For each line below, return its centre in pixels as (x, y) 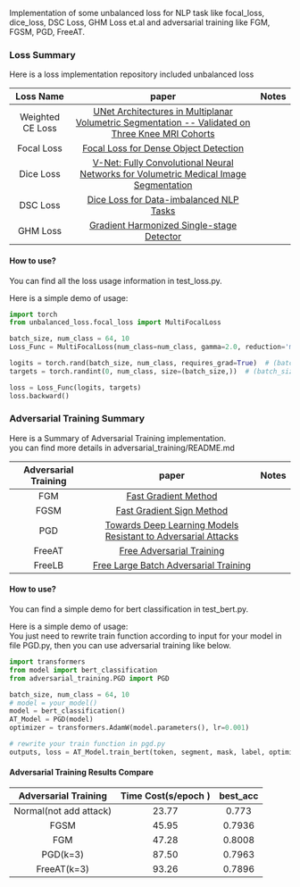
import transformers (48, 662)
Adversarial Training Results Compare (82, 773)
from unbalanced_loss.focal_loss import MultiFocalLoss (115, 322)
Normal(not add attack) (63, 810)
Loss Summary (42, 54)
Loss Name (40, 96)
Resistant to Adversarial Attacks (172, 536)
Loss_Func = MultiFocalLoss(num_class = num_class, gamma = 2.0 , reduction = (147, 347)
